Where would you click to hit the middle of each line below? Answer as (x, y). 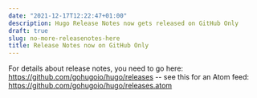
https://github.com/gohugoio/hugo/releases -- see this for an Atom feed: (129, 77)
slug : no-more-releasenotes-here (64, 38)
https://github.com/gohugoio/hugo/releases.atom (90, 86)
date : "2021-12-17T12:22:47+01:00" (68, 16)
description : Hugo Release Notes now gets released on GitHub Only (124, 23)
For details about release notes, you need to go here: (96, 68)
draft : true (28, 31)
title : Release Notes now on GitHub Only (79, 46)
